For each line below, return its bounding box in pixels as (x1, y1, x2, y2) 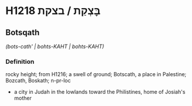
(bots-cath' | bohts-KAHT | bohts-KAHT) (5, 43, 105, 50)
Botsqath (5, 28, 40, 37)
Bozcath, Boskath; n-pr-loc (5, 77, 71, 84)
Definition (5, 57, 35, 66)
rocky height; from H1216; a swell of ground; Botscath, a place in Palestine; (5, 71, 187, 78)
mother (14, 95, 32, 102)
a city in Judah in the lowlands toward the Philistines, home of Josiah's (14, 88, 186, 95)
